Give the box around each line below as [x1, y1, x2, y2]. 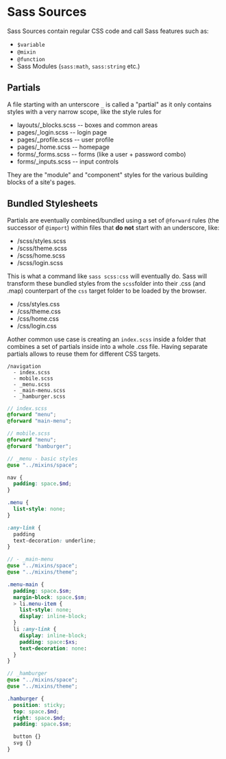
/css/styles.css [16, 299, 60, 308]
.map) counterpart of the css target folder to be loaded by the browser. [7, 286, 207, 295]
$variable [16, 41, 46, 48]
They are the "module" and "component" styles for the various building [7, 170, 208, 179]
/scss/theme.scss [16, 244, 67, 252]
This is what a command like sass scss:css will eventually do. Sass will [7, 272, 208, 280]
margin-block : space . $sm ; [13, 593, 88, 601]
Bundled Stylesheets [7, 198, 98, 209]
